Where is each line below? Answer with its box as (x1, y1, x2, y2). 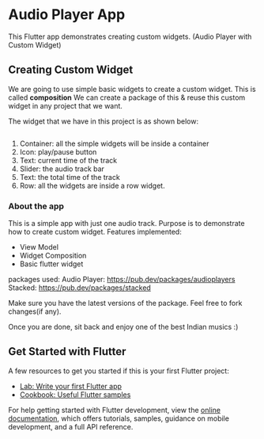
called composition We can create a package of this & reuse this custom (8, 93, 246, 102)
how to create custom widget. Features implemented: (8, 227, 182, 237)
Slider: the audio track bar (19, 164, 105, 174)
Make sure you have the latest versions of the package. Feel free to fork (8, 299, 243, 308)
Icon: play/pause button (19, 147, 97, 156)
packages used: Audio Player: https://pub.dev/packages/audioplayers (8, 275, 236, 284)
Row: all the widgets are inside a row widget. (19, 181, 165, 190)
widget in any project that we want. (8, 101, 123, 110)
